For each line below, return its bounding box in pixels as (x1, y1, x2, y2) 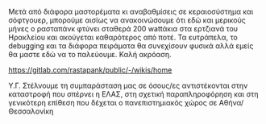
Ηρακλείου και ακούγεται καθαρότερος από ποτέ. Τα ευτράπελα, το (8, 32, 238, 42)
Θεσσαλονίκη (8, 106, 54, 116)
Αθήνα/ (218, 98, 244, 107)
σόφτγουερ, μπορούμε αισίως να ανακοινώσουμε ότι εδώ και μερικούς (8, 15, 246, 25)
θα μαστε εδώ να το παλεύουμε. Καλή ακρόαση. (8, 50, 172, 59)
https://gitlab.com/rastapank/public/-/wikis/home (8, 65, 172, 75)
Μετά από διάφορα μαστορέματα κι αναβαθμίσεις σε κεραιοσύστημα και (8, 7, 254, 16)
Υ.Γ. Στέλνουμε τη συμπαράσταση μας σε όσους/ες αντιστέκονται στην (8, 81, 248, 90)
